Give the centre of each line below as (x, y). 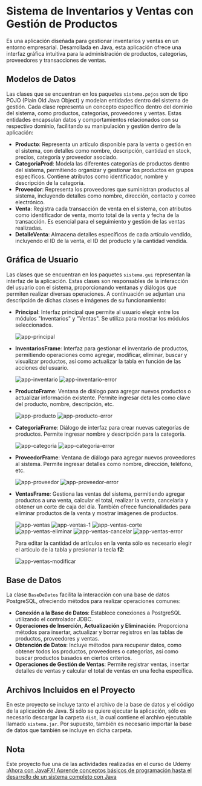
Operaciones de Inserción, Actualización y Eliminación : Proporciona (102, 626)
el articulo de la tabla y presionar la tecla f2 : (70, 549)
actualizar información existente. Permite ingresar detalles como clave (103, 398)
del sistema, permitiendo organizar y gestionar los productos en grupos (104, 170)
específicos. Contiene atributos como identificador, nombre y (91, 176)
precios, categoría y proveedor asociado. (66, 157)
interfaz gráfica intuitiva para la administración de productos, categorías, (97, 53)
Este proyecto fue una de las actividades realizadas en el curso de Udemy (99, 764)
